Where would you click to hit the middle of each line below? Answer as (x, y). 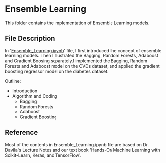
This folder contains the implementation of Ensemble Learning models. (77, 23)
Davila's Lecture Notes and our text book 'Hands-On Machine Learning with (83, 150)
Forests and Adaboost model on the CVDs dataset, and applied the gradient (82, 66)
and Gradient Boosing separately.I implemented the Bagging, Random (76, 61)
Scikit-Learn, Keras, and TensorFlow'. (43, 155)
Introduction (25, 91)
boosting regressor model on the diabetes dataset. (57, 71)
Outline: (13, 81)
